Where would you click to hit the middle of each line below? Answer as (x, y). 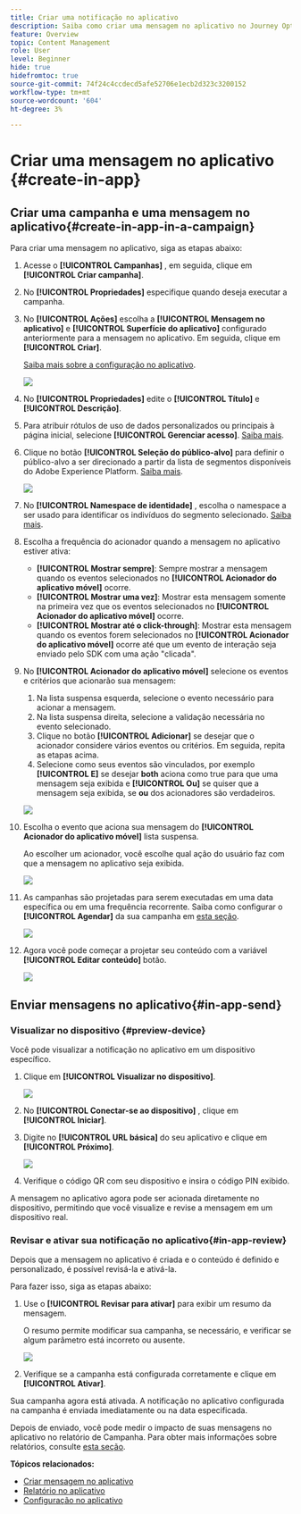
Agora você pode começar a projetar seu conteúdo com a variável (145, 950)
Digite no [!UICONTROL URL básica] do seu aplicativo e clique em (145, 1137)
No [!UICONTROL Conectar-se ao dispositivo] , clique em (131, 1110)
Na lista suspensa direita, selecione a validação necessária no (150, 717)
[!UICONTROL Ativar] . (64, 1384)
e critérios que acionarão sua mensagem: (100, 681)
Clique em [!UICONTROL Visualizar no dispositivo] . (119, 1076)
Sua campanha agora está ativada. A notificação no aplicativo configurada (147, 1401)
